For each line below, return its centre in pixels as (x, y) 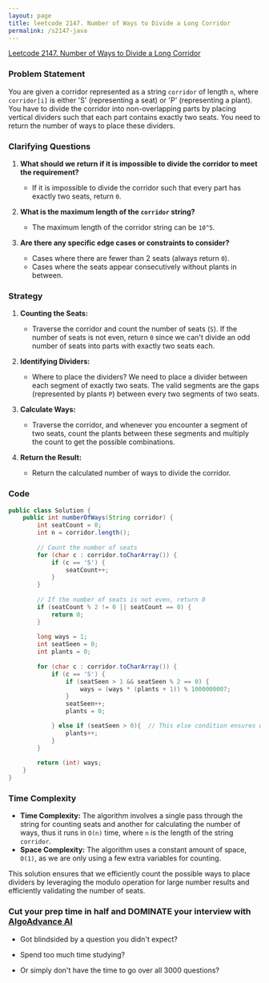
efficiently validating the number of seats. (77, 891)
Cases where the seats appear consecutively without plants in (134, 267)
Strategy (26, 295)
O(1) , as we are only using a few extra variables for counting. (120, 858)
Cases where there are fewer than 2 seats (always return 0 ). (130, 258)
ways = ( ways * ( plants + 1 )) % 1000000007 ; (155, 689)
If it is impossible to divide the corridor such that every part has (137, 187)
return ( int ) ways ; (70, 763)
